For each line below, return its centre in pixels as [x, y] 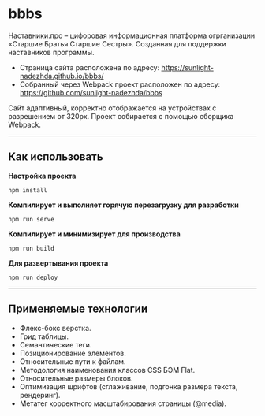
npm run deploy [33, 277]
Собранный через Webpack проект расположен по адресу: [120, 84]
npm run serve [32, 219]
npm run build [32, 248]
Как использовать [56, 157]
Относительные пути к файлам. [73, 361]
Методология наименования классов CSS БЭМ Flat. [107, 370]
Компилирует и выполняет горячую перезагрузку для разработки [123, 205]
